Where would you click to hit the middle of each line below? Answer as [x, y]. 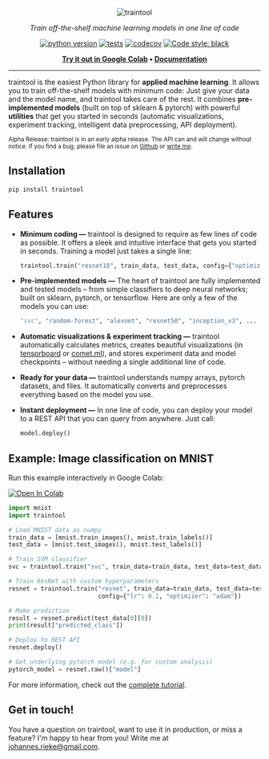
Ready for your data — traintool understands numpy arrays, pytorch [132, 378]
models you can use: [54, 306]
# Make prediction [39, 611]
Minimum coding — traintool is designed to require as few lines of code [139, 233]
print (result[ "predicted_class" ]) [66, 626]
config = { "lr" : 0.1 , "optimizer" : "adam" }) [169, 596]
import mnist [30, 508]
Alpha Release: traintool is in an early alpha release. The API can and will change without [130, 140]
